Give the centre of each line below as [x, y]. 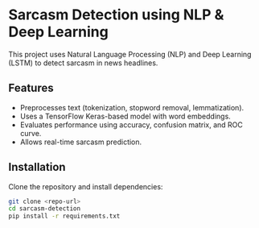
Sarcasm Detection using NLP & [116, 15]
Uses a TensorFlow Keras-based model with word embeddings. [125, 116]
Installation [37, 167]
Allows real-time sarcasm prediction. [81, 142]
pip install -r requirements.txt [64, 216]
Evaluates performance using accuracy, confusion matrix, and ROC [131, 124]
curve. [31, 133]
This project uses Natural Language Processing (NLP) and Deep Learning [130, 54]
